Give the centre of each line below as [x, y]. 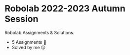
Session [22, 19]
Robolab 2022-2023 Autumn [65, 9]
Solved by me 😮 [28, 47]
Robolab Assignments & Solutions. [40, 32]
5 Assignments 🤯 [29, 42]
